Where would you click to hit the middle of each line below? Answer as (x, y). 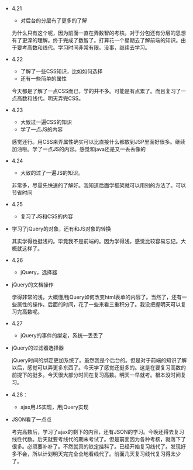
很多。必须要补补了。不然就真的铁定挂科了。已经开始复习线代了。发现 (96, 446)
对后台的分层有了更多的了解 (54, 20)
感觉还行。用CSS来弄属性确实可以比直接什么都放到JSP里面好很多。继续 (98, 142)
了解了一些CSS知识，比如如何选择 (61, 71)
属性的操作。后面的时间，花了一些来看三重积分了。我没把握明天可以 (99, 304)
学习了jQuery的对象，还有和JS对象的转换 (61, 229)
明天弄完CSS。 (66, 98)
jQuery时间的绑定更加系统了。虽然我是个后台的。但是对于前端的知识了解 (99, 360)
